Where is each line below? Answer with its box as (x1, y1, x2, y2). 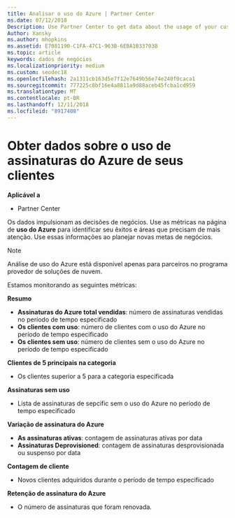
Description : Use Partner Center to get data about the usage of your (7, 23, 218, 30)
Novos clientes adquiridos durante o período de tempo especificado (17, 475, 215, 484)
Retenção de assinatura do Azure (7, 489, 106, 497)
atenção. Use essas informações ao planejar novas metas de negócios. (7, 232, 213, 241)
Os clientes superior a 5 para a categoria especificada (17, 372, 174, 380)
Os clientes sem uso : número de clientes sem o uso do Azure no (17, 337, 205, 346)
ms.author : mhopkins (7, 36, 68, 43)
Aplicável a (7, 190, 41, 199)
